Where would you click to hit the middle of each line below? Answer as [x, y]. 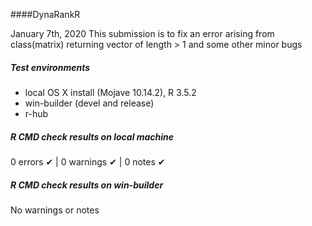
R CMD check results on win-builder [87, 185]
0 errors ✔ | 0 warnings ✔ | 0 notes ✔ [88, 161]
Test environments [50, 67]
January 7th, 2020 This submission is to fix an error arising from [142, 33]
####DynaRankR [45, 14]
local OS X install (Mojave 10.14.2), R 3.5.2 [110, 92]
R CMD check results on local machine [92, 136]
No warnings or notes [55, 210]
